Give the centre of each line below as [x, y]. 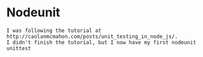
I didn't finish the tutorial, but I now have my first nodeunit [101, 42]
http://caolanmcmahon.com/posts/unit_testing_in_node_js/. [92, 36]
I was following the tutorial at [54, 31]
